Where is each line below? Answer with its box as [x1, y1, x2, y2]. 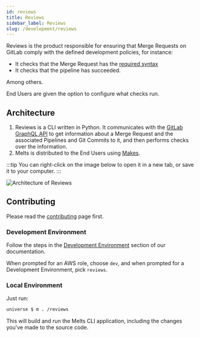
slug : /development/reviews [6, 25, 77, 32]
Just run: [6, 295, 29, 302]
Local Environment [6, 281, 63, 290]
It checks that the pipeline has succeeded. [15, 67, 121, 74]
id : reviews [6, 8, 36, 15]
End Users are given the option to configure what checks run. [6, 90, 160, 97]
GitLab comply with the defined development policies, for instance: [6, 49, 173, 56]
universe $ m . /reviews [6, 306, 69, 313]
